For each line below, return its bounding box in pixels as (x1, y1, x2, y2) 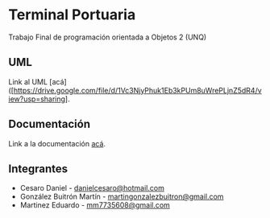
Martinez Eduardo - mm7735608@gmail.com (19, 200, 171, 210)
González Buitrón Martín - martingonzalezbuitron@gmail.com (19, 191, 224, 202)
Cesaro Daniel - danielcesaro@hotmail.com (19, 183, 165, 193)
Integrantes (8, 162, 69, 175)
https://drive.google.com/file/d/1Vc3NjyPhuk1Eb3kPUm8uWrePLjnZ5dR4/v (13, 85, 262, 95)
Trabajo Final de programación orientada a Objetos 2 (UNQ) (8, 32, 207, 42)
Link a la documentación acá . (8, 138, 106, 148)
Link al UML (8, 76, 48, 86)
